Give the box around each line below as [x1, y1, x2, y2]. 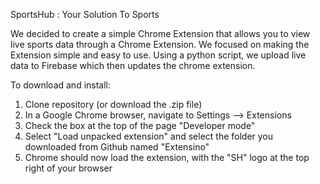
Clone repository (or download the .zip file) [24, 99, 203, 110]
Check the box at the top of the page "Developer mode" [24, 120, 256, 131]
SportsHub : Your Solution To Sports [10, 9, 160, 20]
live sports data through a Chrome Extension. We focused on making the [10, 39, 310, 50]
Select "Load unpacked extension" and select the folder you [24, 130, 274, 142]
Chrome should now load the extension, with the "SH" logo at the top [24, 152, 310, 163]
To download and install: [10, 79, 112, 91]
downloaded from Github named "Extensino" [24, 141, 210, 153]
